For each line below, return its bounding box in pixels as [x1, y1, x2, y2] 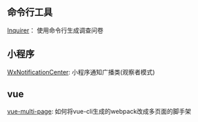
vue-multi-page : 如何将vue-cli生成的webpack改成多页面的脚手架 [7, 108, 192, 116]
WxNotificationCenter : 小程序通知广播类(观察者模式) [7, 68, 155, 76]
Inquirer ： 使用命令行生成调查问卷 [7, 26, 103, 34]
